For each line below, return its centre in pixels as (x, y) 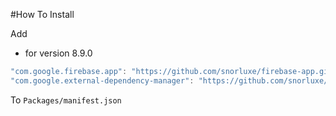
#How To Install (42, 14)
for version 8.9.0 (58, 53)
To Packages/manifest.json (66, 100)
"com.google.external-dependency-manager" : (102, 80)
